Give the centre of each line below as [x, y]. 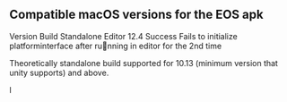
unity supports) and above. [59, 72]
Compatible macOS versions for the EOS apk [136, 15]
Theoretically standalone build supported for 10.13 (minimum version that [143, 63]
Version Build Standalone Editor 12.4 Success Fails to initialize [123, 36]
